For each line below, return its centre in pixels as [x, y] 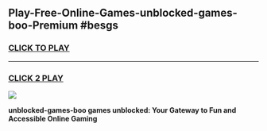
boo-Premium [43, 26]
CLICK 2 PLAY [36, 78]
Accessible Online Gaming [53, 118]
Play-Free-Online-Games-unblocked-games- [123, 13]
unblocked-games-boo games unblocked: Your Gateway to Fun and [122, 110]
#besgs [100, 26]
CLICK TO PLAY [39, 48]
